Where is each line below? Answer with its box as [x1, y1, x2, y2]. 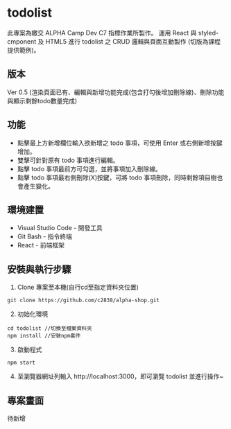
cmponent [7, 37, 37, 46]
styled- [198, 28, 219, 37]
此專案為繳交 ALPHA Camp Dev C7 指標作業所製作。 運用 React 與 [7, 28, 197, 37]
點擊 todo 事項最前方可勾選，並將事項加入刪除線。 [17, 164, 162, 173]
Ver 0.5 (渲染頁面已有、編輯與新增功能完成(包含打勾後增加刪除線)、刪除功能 [7, 88, 225, 96]
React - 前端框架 [17, 241, 65, 249]
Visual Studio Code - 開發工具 [17, 224, 103, 232]
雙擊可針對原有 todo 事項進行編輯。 [17, 156, 119, 164]
